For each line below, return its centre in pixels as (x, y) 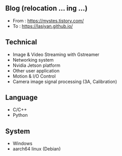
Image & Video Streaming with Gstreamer (56, 54)
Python (20, 115)
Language (22, 98)
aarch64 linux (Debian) (37, 149)
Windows (22, 144)
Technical (21, 42)
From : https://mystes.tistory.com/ (48, 20)
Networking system (33, 60)
